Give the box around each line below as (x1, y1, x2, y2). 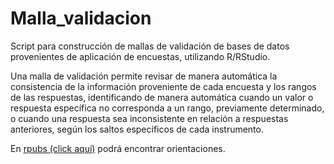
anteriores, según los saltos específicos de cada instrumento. (10, 123, 264, 135)
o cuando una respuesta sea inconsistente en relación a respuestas (10, 112, 289, 124)
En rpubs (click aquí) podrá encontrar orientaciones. (10, 142, 226, 154)
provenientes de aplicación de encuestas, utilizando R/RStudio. (10, 50, 271, 62)
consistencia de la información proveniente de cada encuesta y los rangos (10, 80, 317, 92)
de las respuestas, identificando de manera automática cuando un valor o (10, 91, 314, 103)
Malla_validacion (10, 7, 152, 30)
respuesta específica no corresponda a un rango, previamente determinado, (10, 102, 325, 114)
